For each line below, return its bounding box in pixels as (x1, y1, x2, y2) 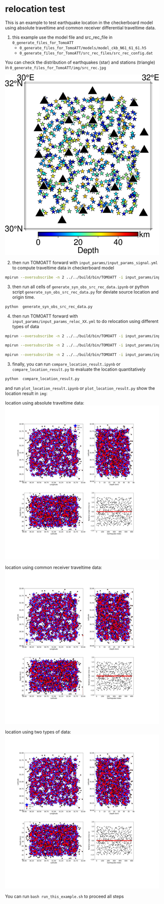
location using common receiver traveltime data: (5, 565, 102, 570)
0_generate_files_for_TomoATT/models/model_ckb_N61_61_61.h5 (19, 45, 146, 50)
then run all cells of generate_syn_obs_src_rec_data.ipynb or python (12, 284, 149, 290)
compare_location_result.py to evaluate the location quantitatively (12, 366, 146, 372)
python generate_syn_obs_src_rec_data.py (5, 304, 93, 309)
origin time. (12, 294, 35, 300)
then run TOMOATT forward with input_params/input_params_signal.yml (12, 259, 158, 265)
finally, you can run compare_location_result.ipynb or (12, 361, 121, 367)
